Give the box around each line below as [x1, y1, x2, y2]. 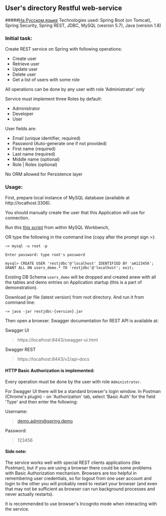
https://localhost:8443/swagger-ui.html [17, 337, 98, 343]
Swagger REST [5, 346, 36, 352]
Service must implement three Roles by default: [5, 96, 102, 102]
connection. [5, 215, 30, 221]
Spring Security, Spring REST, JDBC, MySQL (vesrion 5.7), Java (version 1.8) [5, 22, 162, 28]
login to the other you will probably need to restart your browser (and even [5, 480, 158, 486]
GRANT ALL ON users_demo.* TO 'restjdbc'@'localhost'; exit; [5, 265, 134, 271]
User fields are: [5, 126, 37, 132]
